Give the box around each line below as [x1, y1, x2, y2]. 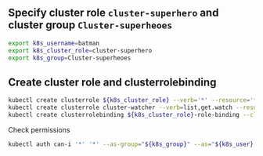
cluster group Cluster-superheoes [8, 19, 173, 32]
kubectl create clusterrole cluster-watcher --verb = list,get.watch [8, 103, 233, 112]
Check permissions [8, 125, 70, 134]
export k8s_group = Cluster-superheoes [8, 54, 131, 62]
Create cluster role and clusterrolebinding [8, 75, 217, 89]
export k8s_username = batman [8, 39, 100, 47]
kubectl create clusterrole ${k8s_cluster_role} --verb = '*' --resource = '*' [8, 96, 261, 104]
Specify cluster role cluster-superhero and [8, 6, 219, 20]
